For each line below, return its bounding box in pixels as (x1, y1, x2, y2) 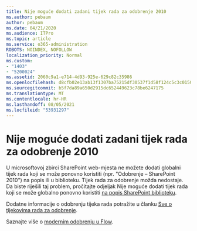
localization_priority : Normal (6, 52, 83, 58)
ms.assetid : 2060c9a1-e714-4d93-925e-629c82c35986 (6, 74, 133, 80)
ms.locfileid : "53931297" (6, 107, 69, 113)
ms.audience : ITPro (6, 31, 54, 36)
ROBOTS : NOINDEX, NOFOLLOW (6, 47, 72, 53)
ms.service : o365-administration (6, 42, 88, 48)
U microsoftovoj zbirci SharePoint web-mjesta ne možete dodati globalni (6, 164, 181, 171)
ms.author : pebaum (6, 14, 51, 20)
